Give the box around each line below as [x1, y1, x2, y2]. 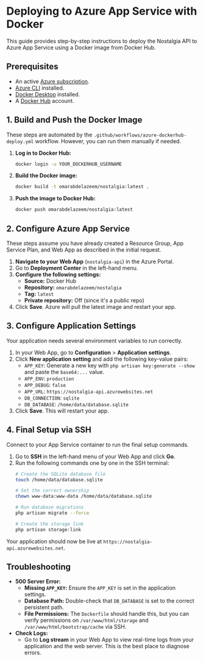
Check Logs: [15, 629, 48, 637]
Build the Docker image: [15, 172, 77, 179]
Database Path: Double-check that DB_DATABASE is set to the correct [24, 597, 194, 604]
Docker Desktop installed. [15, 90, 80, 98]
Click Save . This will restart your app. [15, 407, 110, 414]
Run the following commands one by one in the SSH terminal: [15, 459, 169, 467]
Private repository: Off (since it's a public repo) [24, 297, 144, 304]
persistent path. [24, 604, 64, 611]
